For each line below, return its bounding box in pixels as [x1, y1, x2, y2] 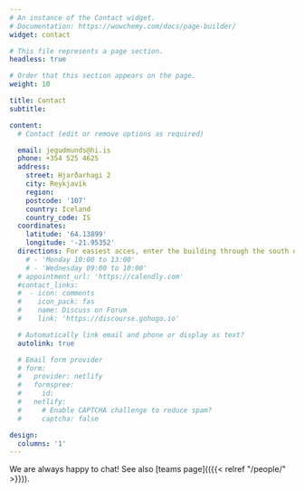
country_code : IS [25, 213, 91, 222]
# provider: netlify [17, 372, 103, 381]
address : [17, 162, 51, 172]
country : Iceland [25, 205, 91, 214]
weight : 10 [9, 80, 51, 89]
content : [9, 121, 43, 130]
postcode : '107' [25, 196, 88, 205]
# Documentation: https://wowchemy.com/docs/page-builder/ [9, 22, 237, 31]
